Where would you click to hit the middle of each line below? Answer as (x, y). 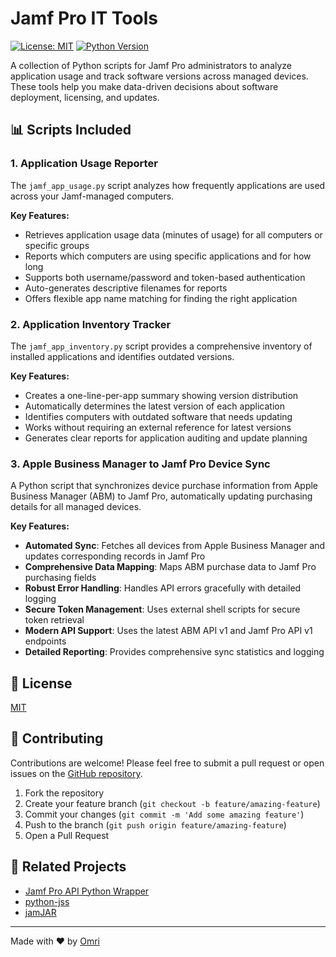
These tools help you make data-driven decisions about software (144, 86)
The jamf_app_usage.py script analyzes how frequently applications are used (168, 185)
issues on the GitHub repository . (76, 773)
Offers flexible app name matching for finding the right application (161, 298)
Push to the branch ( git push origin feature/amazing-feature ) (155, 824)
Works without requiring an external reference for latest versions (158, 427)
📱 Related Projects (68, 867)
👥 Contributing (57, 738)
